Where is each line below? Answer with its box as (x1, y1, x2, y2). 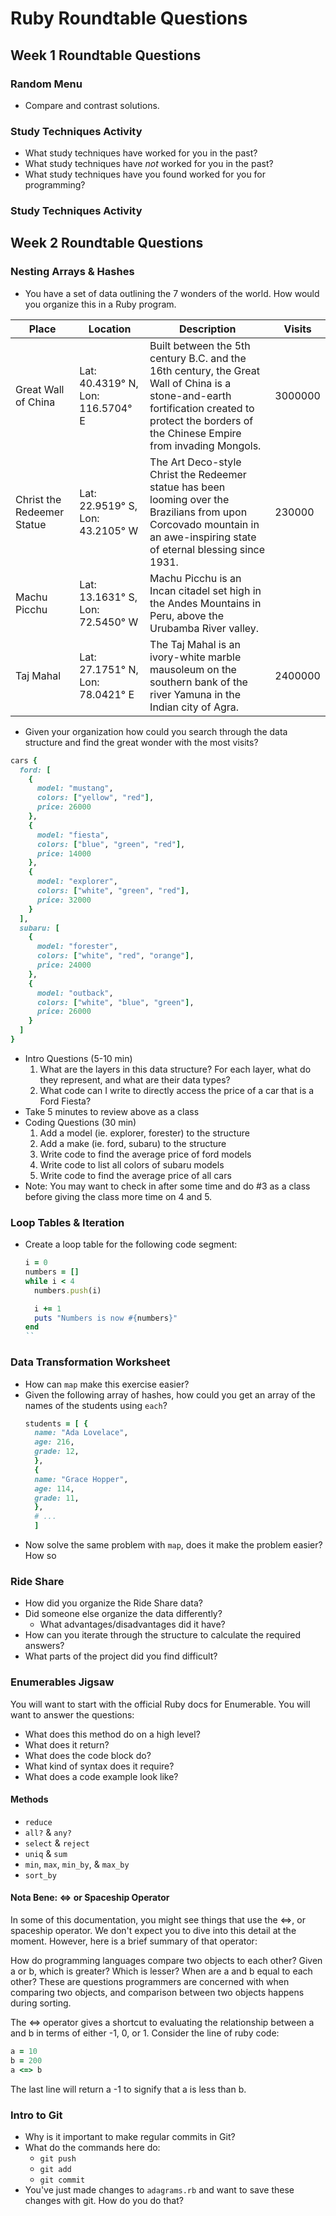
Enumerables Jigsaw (10, 1675, 115, 1689)
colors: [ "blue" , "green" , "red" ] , (36, 839, 186, 849)
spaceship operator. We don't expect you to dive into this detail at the (10, 1925, 297, 1936)
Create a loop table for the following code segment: (24, 1238, 238, 1251)
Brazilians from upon (149, 505, 248, 519)
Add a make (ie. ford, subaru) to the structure (39, 1137, 227, 1149)
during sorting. (10, 1997, 72, 2009)
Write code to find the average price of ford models (39, 1148, 252, 1160)
